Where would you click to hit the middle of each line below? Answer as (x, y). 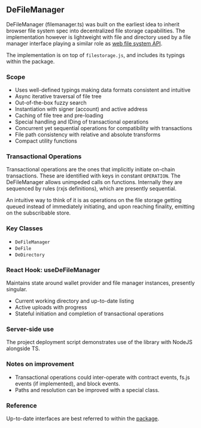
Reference (22, 405)
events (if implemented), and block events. (68, 384)
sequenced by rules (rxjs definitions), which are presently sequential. (91, 189)
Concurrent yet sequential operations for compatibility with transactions (103, 128)
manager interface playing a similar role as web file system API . (84, 43)
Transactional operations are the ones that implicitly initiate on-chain (91, 170)
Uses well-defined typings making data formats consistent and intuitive (103, 90)
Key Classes (25, 228)
